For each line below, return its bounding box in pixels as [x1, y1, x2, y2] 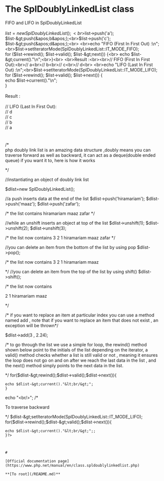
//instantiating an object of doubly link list [5, 176, 89, 183]
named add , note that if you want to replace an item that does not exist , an [5, 317, 159, 323]
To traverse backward [5, 404, 50, 410]
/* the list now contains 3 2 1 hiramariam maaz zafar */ [5, 235, 116, 241]
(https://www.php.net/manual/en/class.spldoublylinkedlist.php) [5, 463, 140, 468]
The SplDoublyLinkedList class [5, 3, 134, 15]
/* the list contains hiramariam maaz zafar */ [5, 210, 95, 216]
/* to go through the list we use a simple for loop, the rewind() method [5, 342, 147, 348]
